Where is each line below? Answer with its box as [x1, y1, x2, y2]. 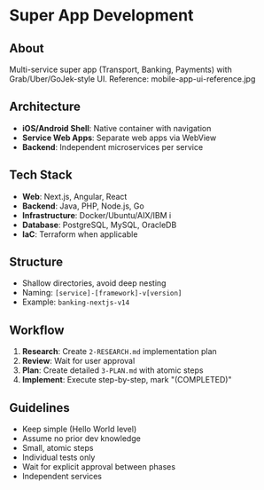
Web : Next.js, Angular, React [21, 191, 128, 202]
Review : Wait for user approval [21, 356, 136, 367]
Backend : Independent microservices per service [21, 141, 204, 152]
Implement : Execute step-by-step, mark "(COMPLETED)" [21, 375, 232, 385]
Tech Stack [9, 168, 73, 183]
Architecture [9, 99, 82, 115]
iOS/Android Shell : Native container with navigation [21, 122, 212, 133]
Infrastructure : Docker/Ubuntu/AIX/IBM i [21, 209, 172, 220]
